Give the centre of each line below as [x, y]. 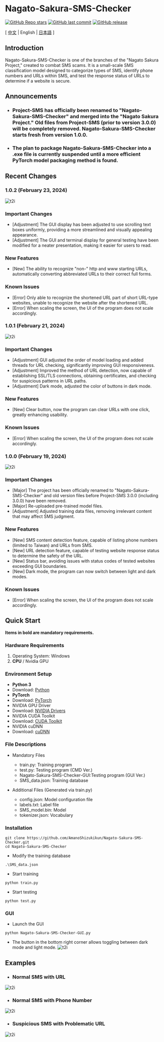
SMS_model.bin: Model [43, 810]
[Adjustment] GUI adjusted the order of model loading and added [78, 360]
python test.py [21, 901]
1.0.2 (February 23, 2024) [36, 190]
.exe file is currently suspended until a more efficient [76, 154]
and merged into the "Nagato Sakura [114, 117]
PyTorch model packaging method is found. [65, 160]
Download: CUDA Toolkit [37, 721]
